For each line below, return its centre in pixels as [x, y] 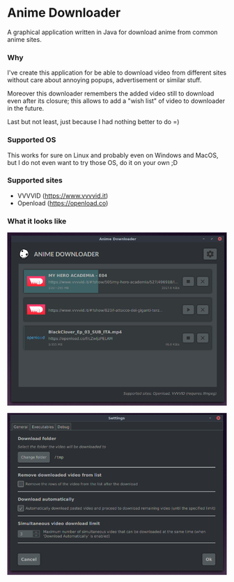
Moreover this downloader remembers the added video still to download [111, 94]
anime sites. [24, 39]
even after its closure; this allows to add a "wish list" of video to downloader [116, 101]
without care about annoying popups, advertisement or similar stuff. [104, 80]
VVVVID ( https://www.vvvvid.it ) [63, 196]
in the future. [26, 109]
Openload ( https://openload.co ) [63, 203]
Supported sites [35, 180]
